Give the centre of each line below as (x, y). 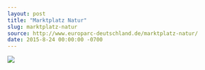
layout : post (27, 14)
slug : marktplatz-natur (43, 27)
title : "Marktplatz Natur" (47, 20)
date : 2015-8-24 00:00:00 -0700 (55, 40)
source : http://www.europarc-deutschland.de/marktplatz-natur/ (103, 33)
